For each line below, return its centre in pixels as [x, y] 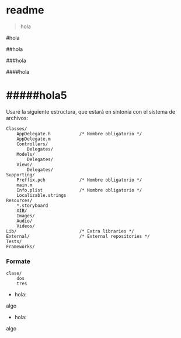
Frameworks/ [20, 247]
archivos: [17, 118]
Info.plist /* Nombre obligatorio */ [79, 190]
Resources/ [19, 200]
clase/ [14, 274]
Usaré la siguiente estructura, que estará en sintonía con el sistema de [91, 111]
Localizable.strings [41, 195]
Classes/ [17, 129]
